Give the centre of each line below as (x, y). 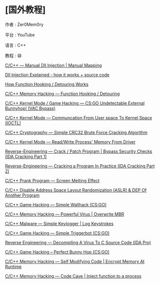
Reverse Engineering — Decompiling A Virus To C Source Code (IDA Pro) (78, 243)
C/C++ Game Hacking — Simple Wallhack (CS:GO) (56, 204)
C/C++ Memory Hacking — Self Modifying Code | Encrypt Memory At (75, 261)
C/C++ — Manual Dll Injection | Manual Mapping (53, 65)
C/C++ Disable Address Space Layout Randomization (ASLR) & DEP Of (76, 190)
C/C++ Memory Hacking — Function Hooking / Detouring (62, 94)
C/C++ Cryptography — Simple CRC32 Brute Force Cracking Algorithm (76, 132)
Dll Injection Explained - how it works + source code (57, 75)
